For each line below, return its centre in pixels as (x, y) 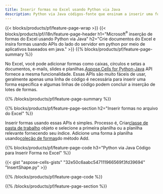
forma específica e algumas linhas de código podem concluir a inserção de (80, 84)
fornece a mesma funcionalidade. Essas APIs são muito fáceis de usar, (76, 74)
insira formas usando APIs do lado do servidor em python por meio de (75, 44)
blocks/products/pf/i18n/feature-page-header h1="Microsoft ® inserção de (79, 33)
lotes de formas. (21, 90)
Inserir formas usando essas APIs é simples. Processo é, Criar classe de (77, 123)
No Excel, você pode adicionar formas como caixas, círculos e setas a (75, 64)
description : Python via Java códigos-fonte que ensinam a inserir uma (79, 14)
